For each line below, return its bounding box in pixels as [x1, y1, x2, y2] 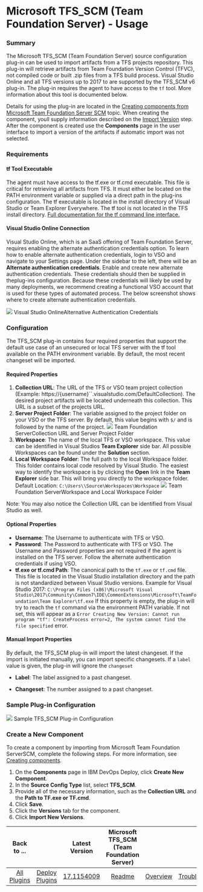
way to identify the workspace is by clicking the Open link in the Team [14, 468, 190, 476]
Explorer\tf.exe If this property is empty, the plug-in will [53, 597, 195, 604]
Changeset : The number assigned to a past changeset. [14, 686, 153, 693]
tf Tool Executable [6, 165, 53, 172]
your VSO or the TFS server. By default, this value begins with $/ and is [14, 416, 193, 423]
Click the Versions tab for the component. [14, 807, 121, 814]
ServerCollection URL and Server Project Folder [14, 430, 134, 437]
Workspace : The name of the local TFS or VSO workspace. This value [14, 436, 190, 443]
